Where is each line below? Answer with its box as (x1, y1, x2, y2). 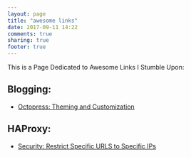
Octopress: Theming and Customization (17, 102, 135, 111)
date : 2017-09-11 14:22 (7, 23, 78, 31)
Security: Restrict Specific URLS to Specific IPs (17, 141, 157, 150)
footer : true (7, 43, 46, 50)
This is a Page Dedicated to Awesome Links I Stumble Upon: (7, 63, 185, 71)
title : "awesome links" (7, 17, 78, 24)
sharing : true (7, 37, 50, 44)
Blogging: (7, 83, 52, 96)
